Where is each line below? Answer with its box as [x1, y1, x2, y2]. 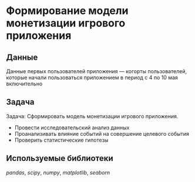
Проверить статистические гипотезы [14, 136, 109, 143]
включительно [6, 80, 43, 87]
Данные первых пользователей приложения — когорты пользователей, [6, 68, 187, 74]
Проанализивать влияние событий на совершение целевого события [14, 130, 190, 137]
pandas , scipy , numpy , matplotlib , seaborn [6, 169, 110, 176]
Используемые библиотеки [6, 153, 113, 163]
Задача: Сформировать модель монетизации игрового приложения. [6, 112, 179, 119]
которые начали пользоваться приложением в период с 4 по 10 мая [6, 74, 178, 81]
